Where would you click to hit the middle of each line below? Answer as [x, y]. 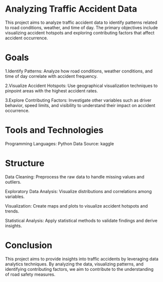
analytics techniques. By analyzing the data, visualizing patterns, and [74, 264]
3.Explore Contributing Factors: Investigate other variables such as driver [78, 100]
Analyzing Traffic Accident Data [71, 9]
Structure [25, 163]
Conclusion [29, 245]
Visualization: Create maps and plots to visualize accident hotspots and [77, 206]
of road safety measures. [30, 274]
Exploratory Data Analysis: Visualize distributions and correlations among [79, 191]
